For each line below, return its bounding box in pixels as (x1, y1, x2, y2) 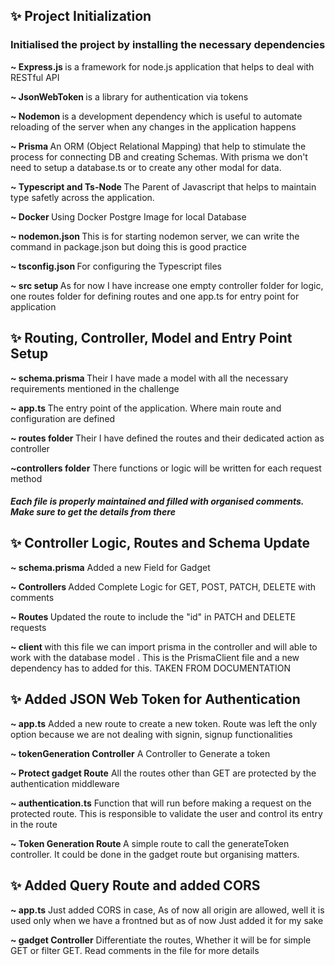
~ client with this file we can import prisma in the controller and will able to (10, 640, 318, 653)
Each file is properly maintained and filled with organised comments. (10, 495, 305, 508)
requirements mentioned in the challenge (10, 382, 180, 394)
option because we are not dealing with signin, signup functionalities (10, 728, 293, 740)
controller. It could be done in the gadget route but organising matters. (10, 848, 300, 860)
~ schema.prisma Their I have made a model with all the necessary (10, 372, 289, 384)
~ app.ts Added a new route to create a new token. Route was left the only (10, 717, 318, 729)
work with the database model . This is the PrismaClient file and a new (10, 651, 300, 663)
